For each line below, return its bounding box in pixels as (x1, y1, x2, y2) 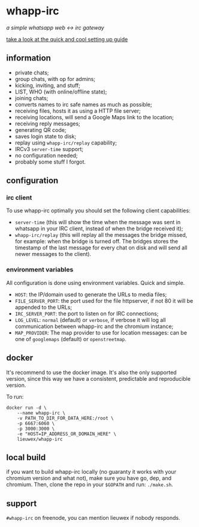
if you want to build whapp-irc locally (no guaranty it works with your (6, 468, 177, 475)
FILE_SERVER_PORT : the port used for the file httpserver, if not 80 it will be (14, 297, 194, 304)
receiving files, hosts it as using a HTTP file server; (14, 107, 141, 115)
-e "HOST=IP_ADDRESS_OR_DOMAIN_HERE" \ (17, 430, 117, 437)
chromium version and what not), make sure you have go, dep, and (6, 475, 172, 482)
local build (6, 452, 46, 462)
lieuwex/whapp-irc (17, 436, 63, 442)
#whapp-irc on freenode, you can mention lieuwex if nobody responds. (6, 514, 180, 522)
